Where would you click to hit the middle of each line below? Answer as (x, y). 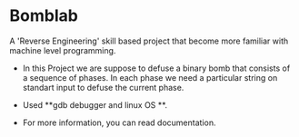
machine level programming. (63, 50)
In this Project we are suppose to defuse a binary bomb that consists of (156, 68)
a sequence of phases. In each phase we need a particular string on (150, 77)
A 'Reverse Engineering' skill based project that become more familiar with (149, 41)
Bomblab (44, 16)
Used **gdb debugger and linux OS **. (95, 104)
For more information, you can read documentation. (119, 122)
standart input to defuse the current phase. (103, 87)
